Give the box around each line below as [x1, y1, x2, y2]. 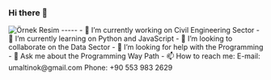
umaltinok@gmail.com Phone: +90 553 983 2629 [8, 63, 173, 73]
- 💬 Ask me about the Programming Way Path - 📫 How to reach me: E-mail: [8, 51, 260, 61]
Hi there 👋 [8, 7, 49, 18]
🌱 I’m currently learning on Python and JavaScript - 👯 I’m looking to [8, 34, 233, 43]
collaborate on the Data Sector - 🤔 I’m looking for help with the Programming [8, 42, 264, 52]
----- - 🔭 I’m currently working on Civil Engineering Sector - [61, 26, 260, 35]
